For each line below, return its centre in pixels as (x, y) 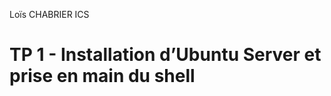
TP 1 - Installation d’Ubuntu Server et (165, 55)
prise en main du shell (102, 76)
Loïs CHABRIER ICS (49, 14)
